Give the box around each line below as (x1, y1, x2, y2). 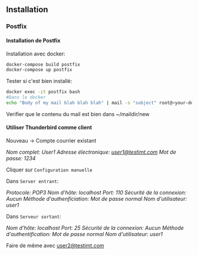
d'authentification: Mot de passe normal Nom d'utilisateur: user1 (6, 231, 163, 238)
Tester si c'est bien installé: (6, 78, 72, 85)
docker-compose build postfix (6, 61, 81, 67)
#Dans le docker (6, 94, 46, 101)
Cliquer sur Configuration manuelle (6, 166, 93, 173)
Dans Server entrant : (6, 178, 59, 185)
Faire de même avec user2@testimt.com (6, 242, 104, 249)
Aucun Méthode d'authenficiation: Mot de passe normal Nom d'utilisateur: (6, 196, 187, 203)
